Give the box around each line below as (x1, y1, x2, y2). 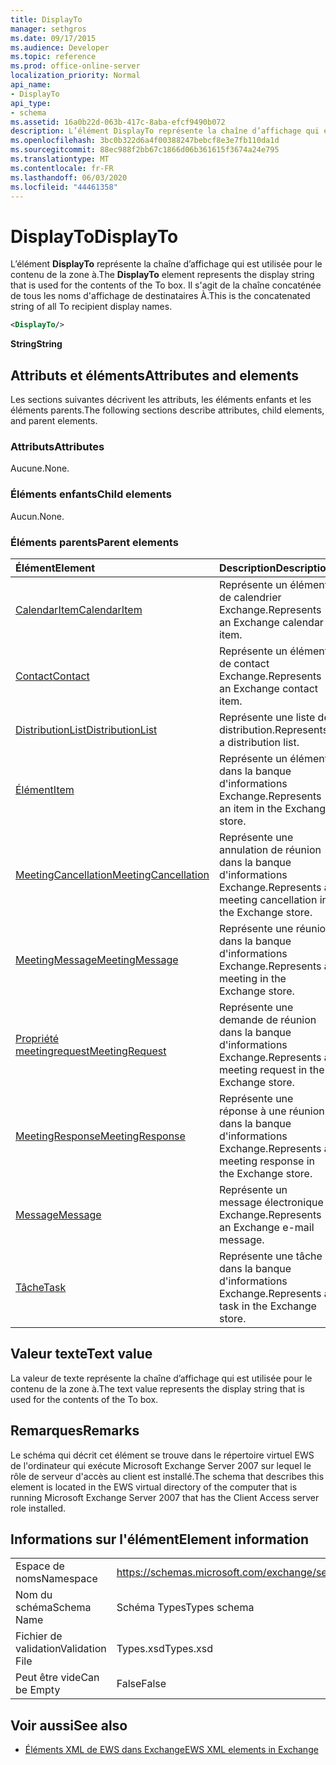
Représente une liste (218, 710, 316, 724)
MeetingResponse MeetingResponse (15, 1129, 186, 1143)
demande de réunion (218, 1012, 317, 1026)
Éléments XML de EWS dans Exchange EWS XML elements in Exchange (24, 1744, 319, 1756)
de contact (218, 656, 270, 670)
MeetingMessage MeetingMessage (15, 952, 179, 966)
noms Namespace (15, 1572, 98, 1586)
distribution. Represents (218, 722, 329, 736)
